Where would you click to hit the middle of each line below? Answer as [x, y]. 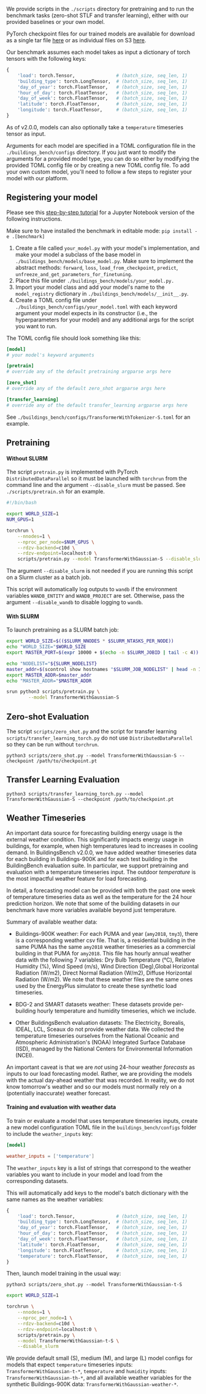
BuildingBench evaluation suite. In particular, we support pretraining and [97, 865]
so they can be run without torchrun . [53, 745]
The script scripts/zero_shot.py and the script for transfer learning [92, 732]
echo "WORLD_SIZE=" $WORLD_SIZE [46, 647]
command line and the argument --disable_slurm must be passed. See [96, 485]
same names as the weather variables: [55, 1199]
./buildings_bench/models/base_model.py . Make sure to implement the [104, 261]
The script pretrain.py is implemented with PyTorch [72, 472]
